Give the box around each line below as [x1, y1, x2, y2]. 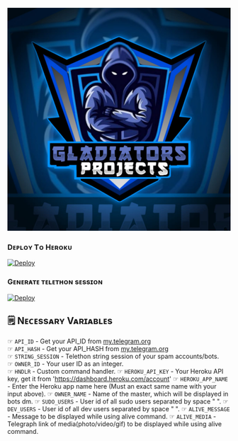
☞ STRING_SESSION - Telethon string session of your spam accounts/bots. [7, 352, 220, 361]
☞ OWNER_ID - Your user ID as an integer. [7, 360, 124, 368]
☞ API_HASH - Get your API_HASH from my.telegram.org [7, 345, 169, 353]
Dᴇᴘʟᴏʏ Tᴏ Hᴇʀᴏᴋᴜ [7, 242, 73, 252]
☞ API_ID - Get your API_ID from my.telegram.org [7, 337, 151, 345]
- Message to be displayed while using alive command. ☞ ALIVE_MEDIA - [7, 412, 217, 421]
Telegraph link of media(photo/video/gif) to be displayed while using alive [7, 420, 222, 428]
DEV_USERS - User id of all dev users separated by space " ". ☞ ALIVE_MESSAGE [7, 405, 230, 413]
